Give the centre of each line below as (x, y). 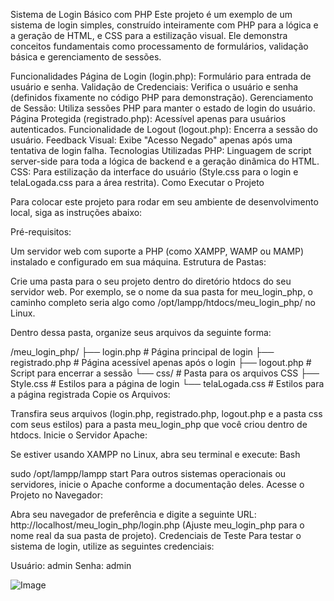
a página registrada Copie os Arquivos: (90, 394)
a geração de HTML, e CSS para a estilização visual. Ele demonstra (149, 35)
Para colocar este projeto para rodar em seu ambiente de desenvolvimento (164, 202)
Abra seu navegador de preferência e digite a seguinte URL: (133, 514)
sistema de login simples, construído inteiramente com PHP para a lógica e (164, 25)
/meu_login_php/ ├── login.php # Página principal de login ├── (142, 352)
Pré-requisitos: (41, 232)
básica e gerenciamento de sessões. (86, 57)
